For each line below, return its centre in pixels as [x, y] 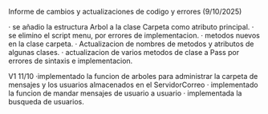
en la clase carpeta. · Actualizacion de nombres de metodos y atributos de [131, 44]
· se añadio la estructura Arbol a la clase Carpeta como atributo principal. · [131, 27]
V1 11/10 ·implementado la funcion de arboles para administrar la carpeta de [133, 76]
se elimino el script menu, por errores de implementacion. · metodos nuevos [134, 35]
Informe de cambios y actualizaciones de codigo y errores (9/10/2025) [125, 12]
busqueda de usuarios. [46, 102]
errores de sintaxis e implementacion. [71, 61]
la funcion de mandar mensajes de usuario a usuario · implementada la [125, 93]
